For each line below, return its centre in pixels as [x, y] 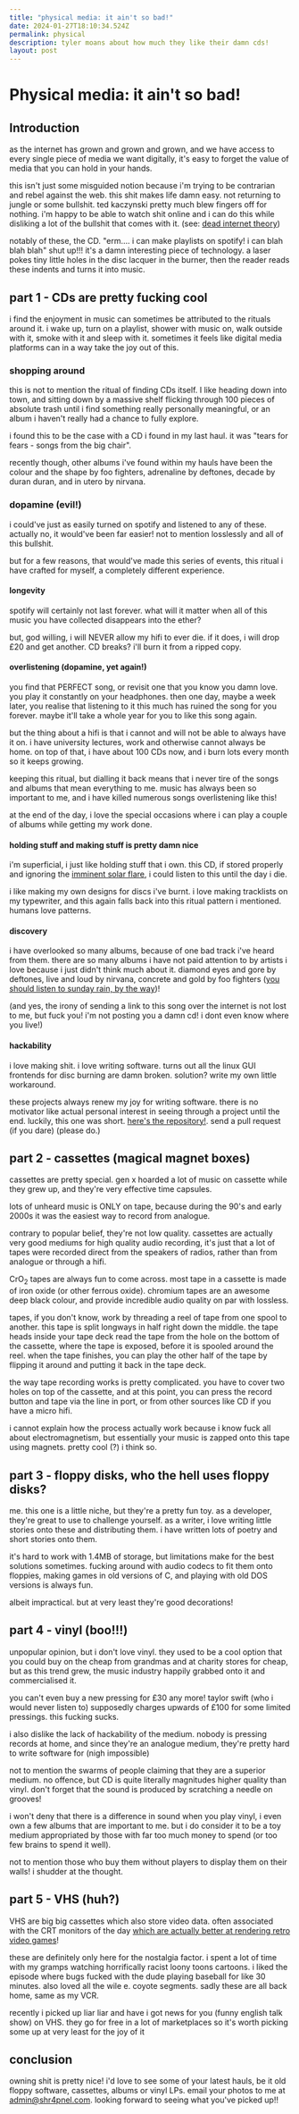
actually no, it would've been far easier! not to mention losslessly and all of [146, 533]
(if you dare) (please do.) [55, 1130]
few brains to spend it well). [60, 1844]
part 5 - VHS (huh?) [65, 1900]
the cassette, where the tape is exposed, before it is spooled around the [141, 1346]
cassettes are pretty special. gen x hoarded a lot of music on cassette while [148, 1179]
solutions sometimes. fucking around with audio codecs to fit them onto [141, 1565]
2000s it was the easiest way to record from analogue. [110, 1216]
